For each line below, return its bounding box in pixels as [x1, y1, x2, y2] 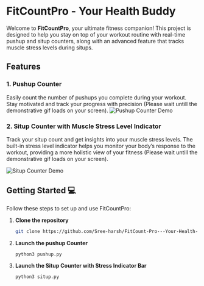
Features [6, 62, 41, 72]
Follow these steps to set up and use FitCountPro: [6, 204, 132, 212]
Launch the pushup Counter [15, 239, 88, 246]
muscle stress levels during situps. [6, 44, 93, 51]
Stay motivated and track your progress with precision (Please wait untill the [6, 100, 198, 107]
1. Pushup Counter [6, 80, 62, 88]
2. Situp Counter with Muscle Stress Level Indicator [6, 122, 161, 130]
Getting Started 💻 [6, 185, 76, 196]
